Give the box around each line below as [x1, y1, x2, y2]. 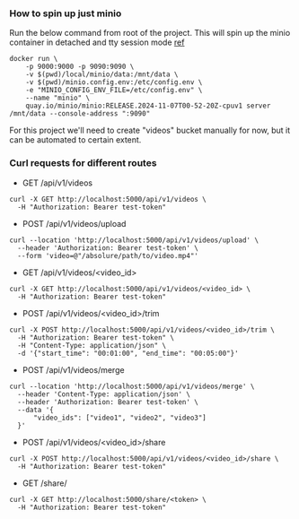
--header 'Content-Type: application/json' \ [17, 389, 191, 399]
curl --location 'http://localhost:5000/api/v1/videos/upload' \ [9, 236, 259, 245]
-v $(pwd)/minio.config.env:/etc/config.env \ [25, 78, 203, 87]
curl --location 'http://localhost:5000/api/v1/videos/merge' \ [9, 382, 255, 391]
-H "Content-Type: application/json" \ [17, 341, 167, 350]
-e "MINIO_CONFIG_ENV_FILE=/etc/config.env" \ [25, 86, 203, 95]
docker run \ [9, 55, 58, 64]
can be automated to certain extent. [9, 134, 142, 145]
